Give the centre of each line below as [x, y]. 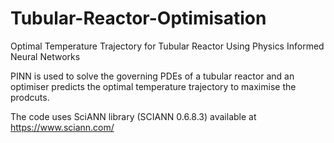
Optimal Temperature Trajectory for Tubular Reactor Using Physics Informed [167, 46]
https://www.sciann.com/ [62, 127]
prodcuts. [30, 97]
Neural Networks [45, 56]
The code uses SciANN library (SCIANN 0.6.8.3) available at [133, 116]
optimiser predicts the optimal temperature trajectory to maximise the [153, 86]
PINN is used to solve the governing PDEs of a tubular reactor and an [152, 76]
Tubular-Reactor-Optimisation [138, 18]
